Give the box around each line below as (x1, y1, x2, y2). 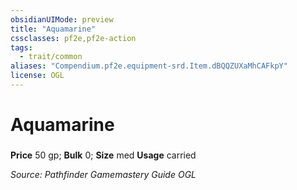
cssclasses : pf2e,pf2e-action (10, 33, 137, 43)
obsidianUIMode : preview (10, 14, 114, 25)
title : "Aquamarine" (10, 24, 97, 34)
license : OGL (10, 71, 65, 81)
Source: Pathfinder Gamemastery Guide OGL (10, 168, 197, 180)
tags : (10, 42, 33, 53)
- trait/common (19, 52, 83, 62)
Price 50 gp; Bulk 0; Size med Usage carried (10, 149, 197, 161)
